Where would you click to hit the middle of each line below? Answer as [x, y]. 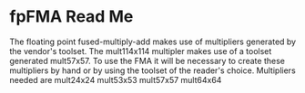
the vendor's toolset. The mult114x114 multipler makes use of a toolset [141, 51]
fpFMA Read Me [71, 17]
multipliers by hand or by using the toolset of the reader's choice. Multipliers [152, 70]
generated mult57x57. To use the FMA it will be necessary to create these [147, 60]
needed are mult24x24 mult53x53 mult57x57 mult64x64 [116, 79]
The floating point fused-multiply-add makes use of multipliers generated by [153, 42]
